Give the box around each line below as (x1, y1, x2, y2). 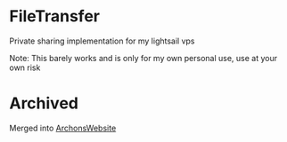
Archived (9, 93, 78, 114)
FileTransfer (9, 6, 101, 27)
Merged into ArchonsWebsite (9, 122, 117, 133)
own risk (9, 62, 41, 73)
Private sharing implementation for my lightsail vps (9, 35, 195, 46)
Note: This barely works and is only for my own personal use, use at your (9, 52, 278, 63)
